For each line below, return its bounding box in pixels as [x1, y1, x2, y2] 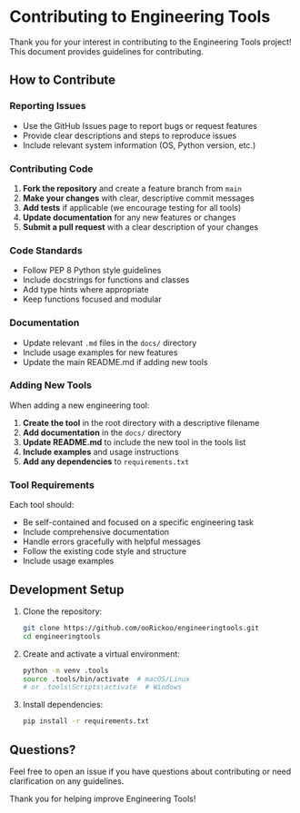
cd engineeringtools [22, 631, 101, 641]
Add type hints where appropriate [22, 284, 149, 295]
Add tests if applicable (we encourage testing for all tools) [22, 202, 242, 213]
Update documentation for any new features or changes [22, 212, 236, 223]
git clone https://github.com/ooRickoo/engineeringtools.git [22, 623, 260, 632]
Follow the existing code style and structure [22, 546, 187, 557]
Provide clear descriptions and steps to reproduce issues [22, 130, 237, 141]
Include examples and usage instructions [22, 446, 179, 457]
